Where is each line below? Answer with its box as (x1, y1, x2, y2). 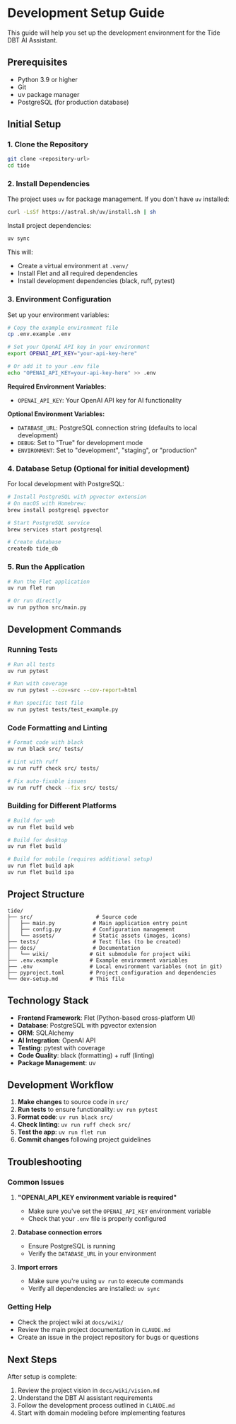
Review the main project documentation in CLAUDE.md (17, 1326, 171, 1334)
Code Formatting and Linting (7, 723, 107, 733)
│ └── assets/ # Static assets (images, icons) (7, 932, 191, 939)
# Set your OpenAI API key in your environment (7, 343, 151, 351)
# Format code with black (7, 739, 83, 746)
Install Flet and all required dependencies (17, 269, 138, 277)
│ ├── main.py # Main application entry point (7, 919, 189, 926)
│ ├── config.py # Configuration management (7, 926, 175, 933)
